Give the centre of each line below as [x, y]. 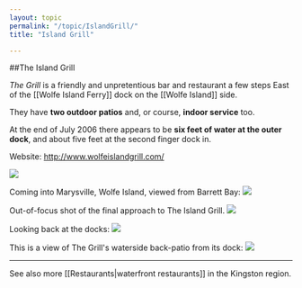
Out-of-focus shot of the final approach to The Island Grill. [117, 211]
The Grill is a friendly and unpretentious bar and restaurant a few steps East [149, 85]
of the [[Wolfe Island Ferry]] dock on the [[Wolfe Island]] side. [124, 94]
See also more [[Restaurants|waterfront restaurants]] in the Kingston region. [151, 274]
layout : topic [36, 18]
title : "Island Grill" [52, 34]
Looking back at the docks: [60, 229]
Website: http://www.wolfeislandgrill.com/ [87, 157]
